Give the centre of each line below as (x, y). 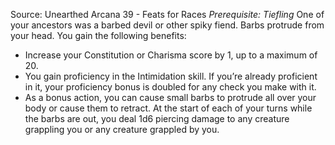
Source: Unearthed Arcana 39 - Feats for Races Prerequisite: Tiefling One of (167, 14)
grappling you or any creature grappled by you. (122, 129)
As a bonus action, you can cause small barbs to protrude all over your (170, 97)
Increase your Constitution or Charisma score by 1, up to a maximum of (171, 55)
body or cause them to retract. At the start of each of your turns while (168, 108)
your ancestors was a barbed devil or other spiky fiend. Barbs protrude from (167, 25)
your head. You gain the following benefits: (98, 35)
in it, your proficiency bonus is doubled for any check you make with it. (170, 87)
